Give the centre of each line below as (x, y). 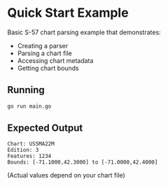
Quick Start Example (68, 13)
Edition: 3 (23, 150)
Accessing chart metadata (55, 60)
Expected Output (45, 128)
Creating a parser (43, 45)
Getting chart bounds (48, 68)
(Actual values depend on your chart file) (66, 176)
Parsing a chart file (44, 53)
